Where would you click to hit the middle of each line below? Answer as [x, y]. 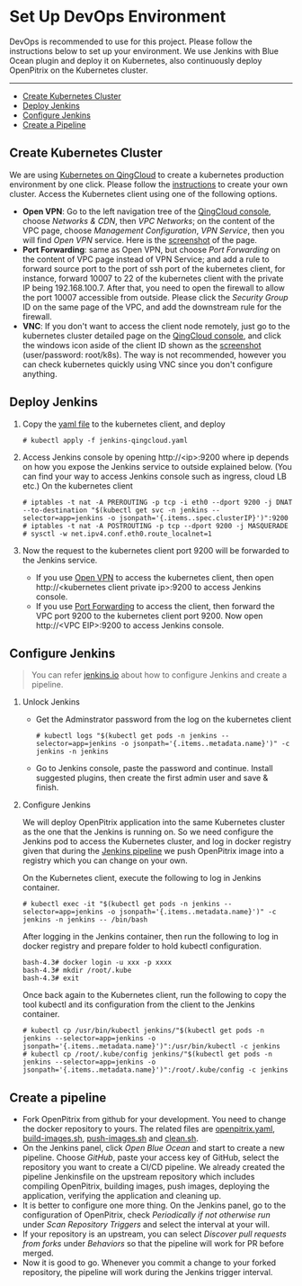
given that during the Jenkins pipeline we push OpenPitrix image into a [153, 851]
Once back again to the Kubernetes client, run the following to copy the [155, 995]
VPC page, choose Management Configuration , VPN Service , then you [153, 230]
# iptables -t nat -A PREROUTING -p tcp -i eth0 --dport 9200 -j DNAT [157, 502]
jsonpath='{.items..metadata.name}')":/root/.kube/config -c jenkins [155, 1070]
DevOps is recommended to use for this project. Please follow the [131, 41]
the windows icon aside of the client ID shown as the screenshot [142, 345]
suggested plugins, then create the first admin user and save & [152, 778]
